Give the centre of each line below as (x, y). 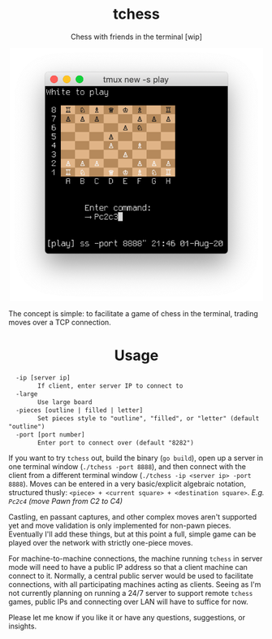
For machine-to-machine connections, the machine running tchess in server (136, 559)
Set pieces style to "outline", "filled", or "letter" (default (149, 419)
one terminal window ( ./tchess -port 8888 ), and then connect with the (127, 467)
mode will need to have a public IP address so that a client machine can (128, 567)
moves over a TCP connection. (60, 323)
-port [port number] (50, 435)
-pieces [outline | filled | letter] (80, 411)
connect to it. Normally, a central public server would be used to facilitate (131, 576)
